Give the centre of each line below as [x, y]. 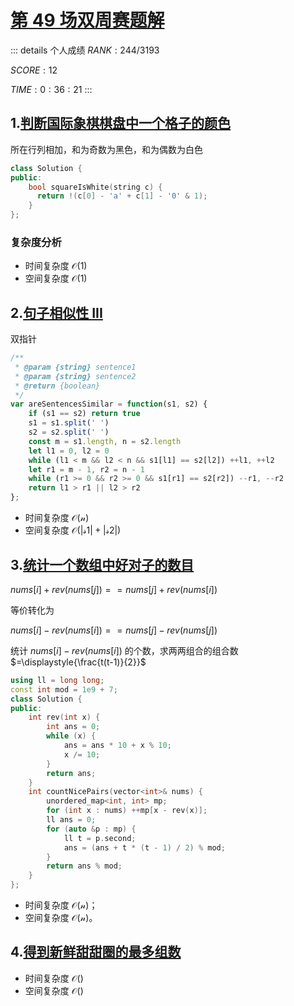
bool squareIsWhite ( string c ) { [95, 187]
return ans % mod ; [84, 866]
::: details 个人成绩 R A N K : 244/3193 [85, 50]
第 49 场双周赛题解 [87, 20]
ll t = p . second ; [100, 838]
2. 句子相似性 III [56, 312]
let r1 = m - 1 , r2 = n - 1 [86, 469]
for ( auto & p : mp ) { [91, 829]
